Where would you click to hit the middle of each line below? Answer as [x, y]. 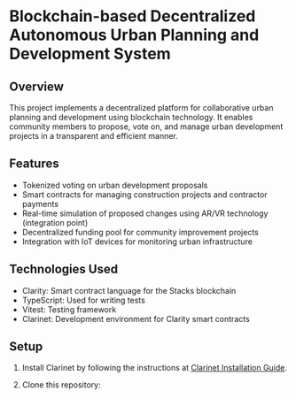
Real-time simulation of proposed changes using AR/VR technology [145, 213]
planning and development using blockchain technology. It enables [131, 117]
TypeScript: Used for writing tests [84, 300]
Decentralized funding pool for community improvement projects [140, 232]
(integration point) [55, 222]
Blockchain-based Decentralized [132, 16]
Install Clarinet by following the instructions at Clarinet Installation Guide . [155, 368]
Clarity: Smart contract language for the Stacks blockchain [129, 290]
